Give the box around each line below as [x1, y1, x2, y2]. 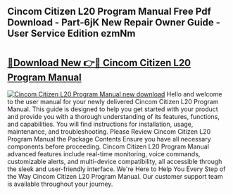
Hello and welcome [166, 90, 222, 98]
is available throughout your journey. [7, 180, 113, 188]
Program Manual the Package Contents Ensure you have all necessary [7, 135, 211, 143]
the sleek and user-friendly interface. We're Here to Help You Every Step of [7, 165, 226, 173]
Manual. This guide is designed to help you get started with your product [7, 105, 218, 113]
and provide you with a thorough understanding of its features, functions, [7, 113, 220, 120]
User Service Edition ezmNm [7, 27, 136, 39]
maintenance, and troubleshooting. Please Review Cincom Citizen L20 [7, 127, 211, 136]
